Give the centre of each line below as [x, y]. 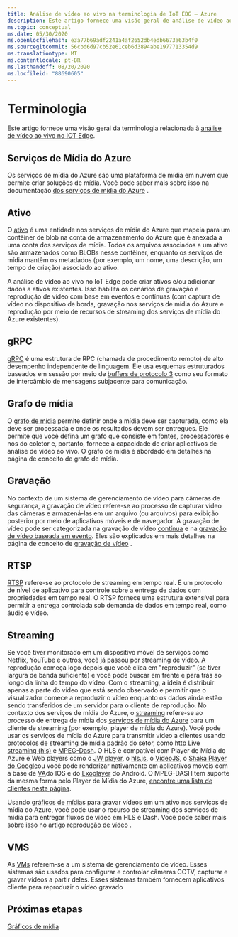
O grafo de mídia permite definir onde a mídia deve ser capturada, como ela [118, 421]
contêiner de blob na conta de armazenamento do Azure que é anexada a [115, 237]
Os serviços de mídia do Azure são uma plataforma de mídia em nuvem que [118, 176]
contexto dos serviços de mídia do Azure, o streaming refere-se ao [105, 713]
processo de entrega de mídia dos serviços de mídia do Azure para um [111, 721]
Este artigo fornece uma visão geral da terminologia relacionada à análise [114, 128]
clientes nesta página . [40, 788]
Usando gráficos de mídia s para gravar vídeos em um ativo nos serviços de [118, 802]
